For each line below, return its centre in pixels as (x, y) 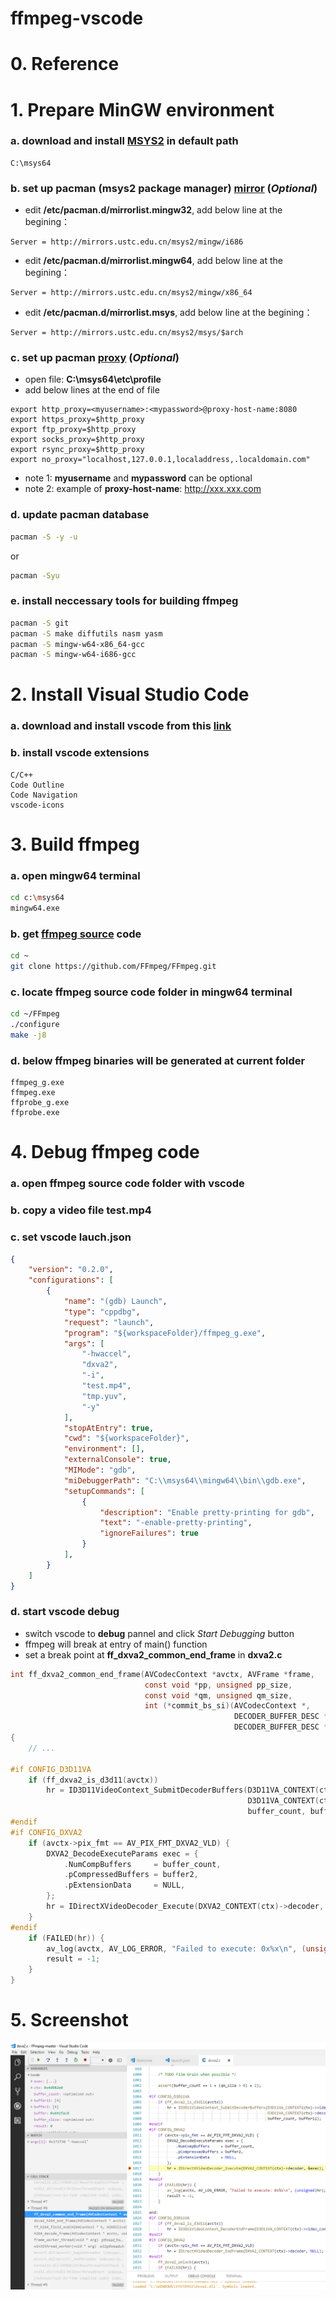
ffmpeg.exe (33, 1093)
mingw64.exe (35, 908)
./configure (35, 1025)
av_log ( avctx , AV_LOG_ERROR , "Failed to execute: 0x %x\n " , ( (176, 1948)
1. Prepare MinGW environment (142, 109)
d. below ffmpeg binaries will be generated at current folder (158, 1060)
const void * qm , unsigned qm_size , (218, 1695)
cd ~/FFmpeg (35, 1014)
